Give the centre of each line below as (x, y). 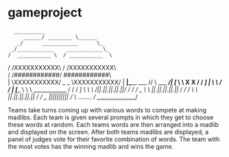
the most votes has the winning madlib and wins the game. (91, 146)
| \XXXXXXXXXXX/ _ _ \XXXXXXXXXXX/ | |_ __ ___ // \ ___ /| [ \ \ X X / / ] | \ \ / (115, 82)
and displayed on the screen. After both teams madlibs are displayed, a (108, 132)
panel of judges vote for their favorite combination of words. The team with (114, 139)
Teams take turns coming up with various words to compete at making (107, 110)
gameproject (45, 13)
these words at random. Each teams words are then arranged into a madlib (113, 124)
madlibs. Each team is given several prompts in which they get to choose (111, 117)
